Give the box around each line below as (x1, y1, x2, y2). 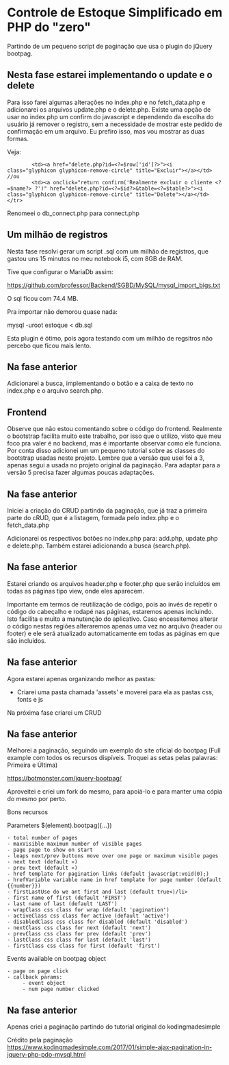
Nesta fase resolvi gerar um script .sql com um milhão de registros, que (7, 247, 208, 255)
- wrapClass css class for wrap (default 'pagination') (7, 907, 170, 914)
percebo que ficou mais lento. (7, 341, 92, 350)
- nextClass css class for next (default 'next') (7, 925, 152, 931)
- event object (22, 980, 66, 987)
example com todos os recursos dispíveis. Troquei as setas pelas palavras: (7, 754, 218, 762)
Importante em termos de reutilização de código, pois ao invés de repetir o (7, 600, 217, 608)
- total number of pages (7, 835, 78, 842)
